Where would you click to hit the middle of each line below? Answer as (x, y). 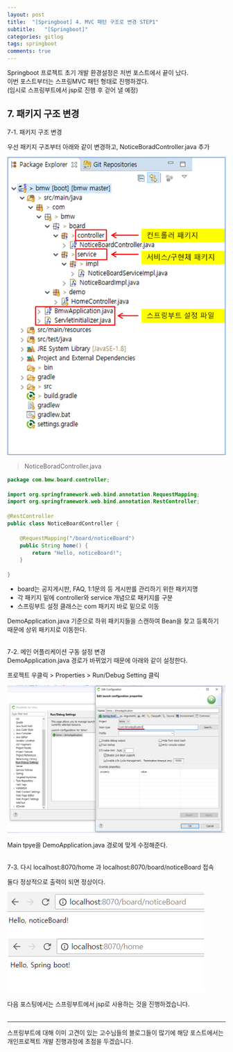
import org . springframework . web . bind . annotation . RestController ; (103, 502)
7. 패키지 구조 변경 (43, 114)
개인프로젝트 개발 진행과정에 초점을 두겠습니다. (70, 1042)
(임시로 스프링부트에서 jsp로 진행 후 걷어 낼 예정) (73, 90)
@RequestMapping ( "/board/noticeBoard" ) (77, 538)
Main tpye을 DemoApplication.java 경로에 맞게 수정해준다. (87, 845)
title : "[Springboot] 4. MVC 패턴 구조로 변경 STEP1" (83, 22)
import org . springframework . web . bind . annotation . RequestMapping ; (103, 494)
